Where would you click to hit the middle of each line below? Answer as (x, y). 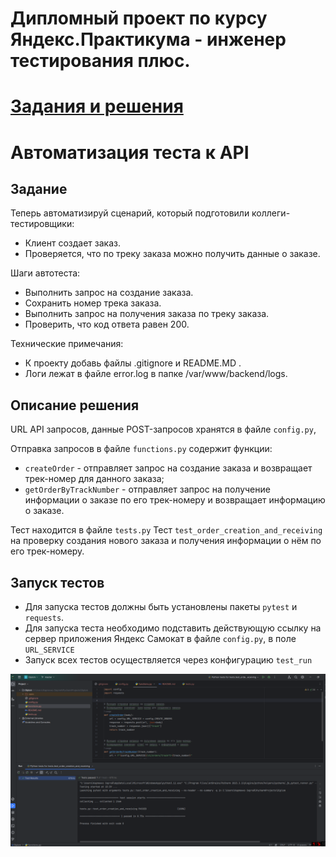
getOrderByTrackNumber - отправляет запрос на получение (147, 489)
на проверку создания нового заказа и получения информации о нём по (166, 541)
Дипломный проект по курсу (139, 18)
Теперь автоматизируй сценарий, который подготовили (130, 213)
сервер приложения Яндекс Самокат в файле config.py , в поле (160, 638)
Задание (39, 188)
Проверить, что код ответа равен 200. (107, 324)
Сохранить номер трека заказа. (93, 303)
